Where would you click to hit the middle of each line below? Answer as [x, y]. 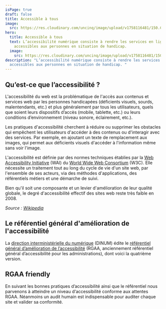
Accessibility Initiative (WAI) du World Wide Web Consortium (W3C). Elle [79, 163]
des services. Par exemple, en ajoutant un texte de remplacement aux [76, 137]
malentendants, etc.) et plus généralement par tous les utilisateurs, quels [79, 107]
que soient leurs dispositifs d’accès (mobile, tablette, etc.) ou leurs [73, 112]
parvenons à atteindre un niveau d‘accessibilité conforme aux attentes [77, 291]
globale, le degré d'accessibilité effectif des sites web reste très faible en [80, 193]
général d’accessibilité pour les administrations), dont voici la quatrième [78, 253]
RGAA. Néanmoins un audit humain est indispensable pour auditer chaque [81, 297]
